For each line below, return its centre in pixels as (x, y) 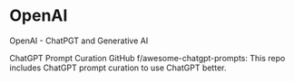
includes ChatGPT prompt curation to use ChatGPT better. (118, 68)
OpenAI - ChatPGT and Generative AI (79, 41)
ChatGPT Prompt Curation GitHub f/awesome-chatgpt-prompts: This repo (147, 58)
